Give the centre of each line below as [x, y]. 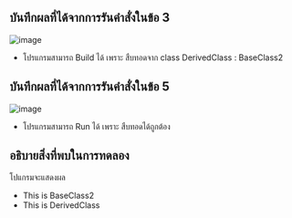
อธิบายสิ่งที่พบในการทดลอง [69, 156]
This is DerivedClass [61, 205]
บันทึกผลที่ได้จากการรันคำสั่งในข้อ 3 [90, 18]
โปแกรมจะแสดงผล [37, 177]
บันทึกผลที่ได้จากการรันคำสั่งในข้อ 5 [90, 87]
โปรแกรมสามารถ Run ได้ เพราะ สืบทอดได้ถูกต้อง [96, 126]
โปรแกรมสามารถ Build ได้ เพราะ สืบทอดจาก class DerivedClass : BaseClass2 [153, 57]
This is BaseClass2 [58, 196]
